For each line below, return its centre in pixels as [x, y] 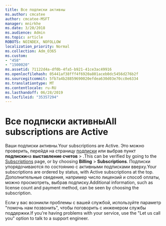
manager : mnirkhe [23, 23]
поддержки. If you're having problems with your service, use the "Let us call [83, 213]
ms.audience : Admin [25, 33]
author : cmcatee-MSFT [28, 19]
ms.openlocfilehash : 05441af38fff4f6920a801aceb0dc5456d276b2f [72, 74]
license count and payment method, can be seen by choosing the [72, 188]
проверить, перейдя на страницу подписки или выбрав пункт [71, 151]
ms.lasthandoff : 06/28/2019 [34, 92]
